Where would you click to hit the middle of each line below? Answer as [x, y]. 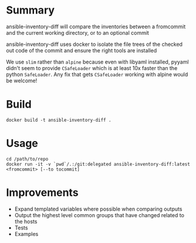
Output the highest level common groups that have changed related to [99, 215]
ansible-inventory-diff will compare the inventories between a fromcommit [96, 26]
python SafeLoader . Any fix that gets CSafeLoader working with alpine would [97, 74]
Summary [30, 10]
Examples [26, 234]
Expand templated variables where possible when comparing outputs [98, 209]
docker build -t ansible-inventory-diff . [59, 120]
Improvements [42, 192]
